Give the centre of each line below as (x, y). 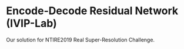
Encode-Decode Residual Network (92, 11)
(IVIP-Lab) (31, 23)
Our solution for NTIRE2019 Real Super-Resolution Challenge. (80, 40)
